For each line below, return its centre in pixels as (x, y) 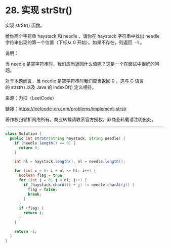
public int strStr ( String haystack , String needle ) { (68, 138)
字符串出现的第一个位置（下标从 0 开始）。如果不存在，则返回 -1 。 (75, 42)
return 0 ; (29, 148)
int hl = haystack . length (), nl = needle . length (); (70, 162)
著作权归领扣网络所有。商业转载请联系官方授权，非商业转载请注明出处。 (80, 119)
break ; (35, 194)
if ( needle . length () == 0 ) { (45, 143)
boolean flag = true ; (41, 176)
